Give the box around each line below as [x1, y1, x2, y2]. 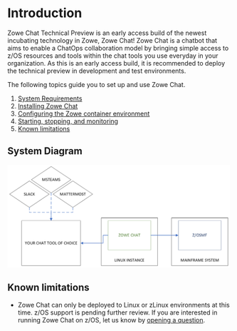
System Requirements [17, 94, 83, 103]
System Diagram [7, 145, 83, 158]
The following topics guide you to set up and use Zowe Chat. [7, 80, 186, 88]
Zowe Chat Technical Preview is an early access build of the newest [7, 29, 207, 37]
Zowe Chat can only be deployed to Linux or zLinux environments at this [17, 300, 230, 309]
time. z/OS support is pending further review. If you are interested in [17, 308, 218, 317]
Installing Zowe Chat [17, 101, 78, 110]
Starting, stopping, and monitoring [17, 116, 119, 126]
